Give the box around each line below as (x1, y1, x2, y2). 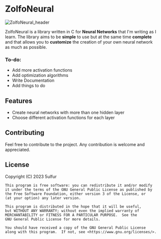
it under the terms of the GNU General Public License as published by (5, 187, 152, 192)
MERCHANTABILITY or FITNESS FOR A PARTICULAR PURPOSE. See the (5, 212, 137, 217)
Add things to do (12, 83, 45, 89)
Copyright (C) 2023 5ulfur (5, 173, 57, 179)
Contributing (5, 129, 44, 137)
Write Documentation (12, 77, 55, 83)
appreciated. (5, 147, 30, 152)
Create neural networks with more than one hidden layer (12, 110, 125, 116)
